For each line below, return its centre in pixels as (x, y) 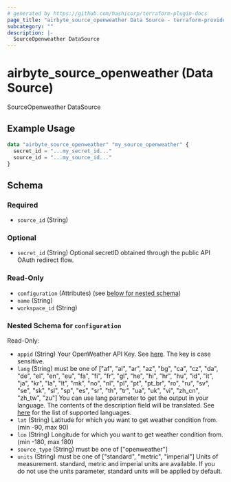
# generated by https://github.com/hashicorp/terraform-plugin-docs (107, 13)
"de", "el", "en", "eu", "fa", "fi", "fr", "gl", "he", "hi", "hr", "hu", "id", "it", (115, 376)
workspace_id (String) (47, 308)
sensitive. (31, 361)
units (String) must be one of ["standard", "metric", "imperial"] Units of (118, 456)
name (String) (35, 300)
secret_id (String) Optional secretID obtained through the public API (114, 253)
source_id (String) (43, 220)
